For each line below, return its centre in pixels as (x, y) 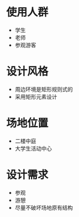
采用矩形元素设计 (36, 97)
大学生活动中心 (33, 148)
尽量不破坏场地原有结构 (44, 207)
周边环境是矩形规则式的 (44, 89)
